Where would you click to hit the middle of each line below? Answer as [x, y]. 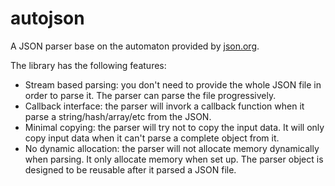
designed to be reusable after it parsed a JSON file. [130, 169]
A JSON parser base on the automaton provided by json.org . [135, 46]
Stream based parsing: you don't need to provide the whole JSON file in [173, 84]
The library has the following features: [88, 65]
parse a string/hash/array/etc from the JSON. [118, 116]
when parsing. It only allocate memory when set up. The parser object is [174, 159]
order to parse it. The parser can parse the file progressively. [150, 95]
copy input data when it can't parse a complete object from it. [152, 138]
